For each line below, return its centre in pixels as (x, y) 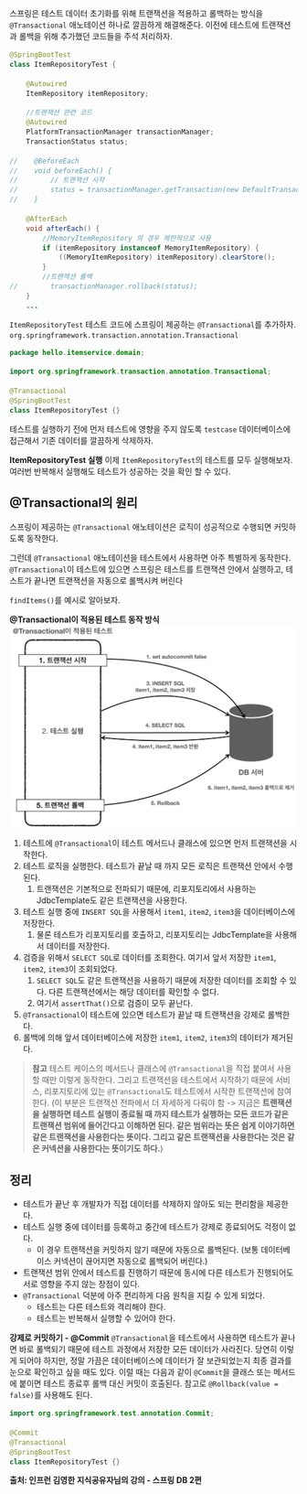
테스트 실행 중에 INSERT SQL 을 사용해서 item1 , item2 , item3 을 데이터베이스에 (159, 912)
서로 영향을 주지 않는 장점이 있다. (81, 1284)
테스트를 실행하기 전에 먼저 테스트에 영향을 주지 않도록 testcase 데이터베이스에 (150, 429)
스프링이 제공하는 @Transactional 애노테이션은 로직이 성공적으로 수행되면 (141, 527)
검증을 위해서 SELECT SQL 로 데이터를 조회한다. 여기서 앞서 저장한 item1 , (149, 958)
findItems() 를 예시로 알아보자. (65, 600)
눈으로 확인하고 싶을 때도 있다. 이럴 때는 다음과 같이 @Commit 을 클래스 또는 (141, 1372)
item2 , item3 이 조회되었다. (70, 969)
